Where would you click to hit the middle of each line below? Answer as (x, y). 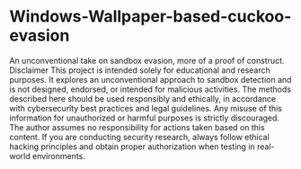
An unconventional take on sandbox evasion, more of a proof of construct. (147, 60)
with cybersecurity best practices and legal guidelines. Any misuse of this (146, 108)
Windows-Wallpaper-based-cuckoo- (150, 17)
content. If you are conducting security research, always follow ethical (139, 137)
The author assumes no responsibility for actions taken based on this (137, 127)
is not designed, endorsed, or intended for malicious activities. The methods (150, 89)
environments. (58, 156)
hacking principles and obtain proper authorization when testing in (133, 147)
